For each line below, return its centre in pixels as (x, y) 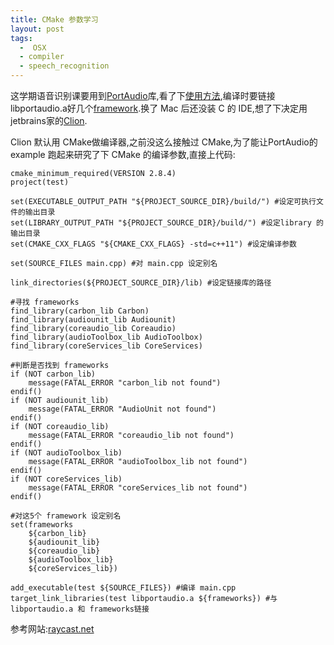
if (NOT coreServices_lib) (66, 479)
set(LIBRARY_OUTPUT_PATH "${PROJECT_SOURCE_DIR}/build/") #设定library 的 (167, 223)
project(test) (40, 182)
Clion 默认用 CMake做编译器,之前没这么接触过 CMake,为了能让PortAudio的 (164, 142)
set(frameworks (42, 525)
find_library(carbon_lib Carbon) (80, 311)
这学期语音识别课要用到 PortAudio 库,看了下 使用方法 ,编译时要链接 (143, 95)
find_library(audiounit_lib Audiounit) (93, 320)
